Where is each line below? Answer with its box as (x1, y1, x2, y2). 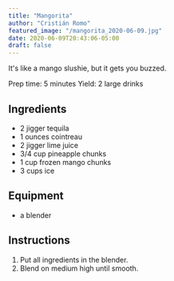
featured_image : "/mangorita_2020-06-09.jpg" (8, 26, 162, 34)
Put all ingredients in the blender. (19, 255, 129, 264)
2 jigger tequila (19, 123, 69, 133)
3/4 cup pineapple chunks (19, 149, 107, 159)
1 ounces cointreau (19, 131, 82, 141)
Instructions (8, 234, 70, 247)
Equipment (8, 189, 64, 203)
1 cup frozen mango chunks (19, 157, 112, 167)
